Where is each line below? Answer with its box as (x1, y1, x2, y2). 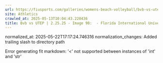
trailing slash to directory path (5, 39, 65, 45)
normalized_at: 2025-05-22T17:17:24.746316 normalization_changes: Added (5, 34, 157, 40)
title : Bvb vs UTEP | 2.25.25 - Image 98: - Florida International (5, 20, 147, 26)
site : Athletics (5, 12, 38, 16)
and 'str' (5, 54, 22, 60)
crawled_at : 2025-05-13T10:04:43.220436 (5, 16, 88, 21)
